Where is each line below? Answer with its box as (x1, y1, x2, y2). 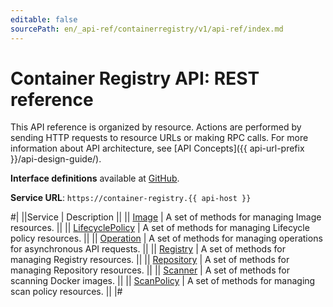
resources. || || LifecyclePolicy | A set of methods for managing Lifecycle (10, 222, 310, 234)
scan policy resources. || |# (10, 286, 123, 298)
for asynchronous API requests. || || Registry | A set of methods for (10, 243, 286, 255)
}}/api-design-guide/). (10, 153, 102, 165)
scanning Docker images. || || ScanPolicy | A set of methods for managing (10, 275, 316, 287)
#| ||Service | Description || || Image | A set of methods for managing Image (10, 211, 322, 223)
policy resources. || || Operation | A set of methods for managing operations (10, 232, 323, 245)
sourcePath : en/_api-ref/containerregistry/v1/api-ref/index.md (10, 24, 284, 34)
